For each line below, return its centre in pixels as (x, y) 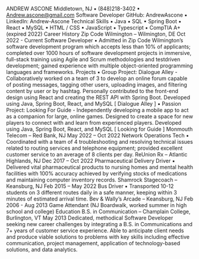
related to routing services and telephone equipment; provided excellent (94, 148)
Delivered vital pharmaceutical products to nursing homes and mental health (99, 167)
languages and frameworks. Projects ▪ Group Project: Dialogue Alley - (92, 72)
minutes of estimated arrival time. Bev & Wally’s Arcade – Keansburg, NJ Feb (100, 199)
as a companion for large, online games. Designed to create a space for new (99, 116)
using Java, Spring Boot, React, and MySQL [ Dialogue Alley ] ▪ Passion (94, 104)
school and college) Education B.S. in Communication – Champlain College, (98, 212)
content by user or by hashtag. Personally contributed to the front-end (92, 91)
